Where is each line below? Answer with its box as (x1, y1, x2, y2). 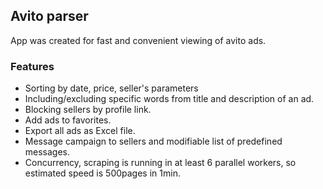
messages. (24, 146, 71, 158)
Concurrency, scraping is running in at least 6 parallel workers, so (24, 157, 297, 169)
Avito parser (10, 8, 89, 25)
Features (10, 59, 55, 73)
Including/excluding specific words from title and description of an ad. (24, 93, 315, 105)
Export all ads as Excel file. (24, 125, 136, 137)
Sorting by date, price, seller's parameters (24, 82, 199, 94)
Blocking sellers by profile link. (24, 104, 152, 116)
